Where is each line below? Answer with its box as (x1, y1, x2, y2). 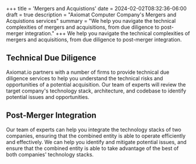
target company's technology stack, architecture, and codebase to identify (6, 87, 186, 94)
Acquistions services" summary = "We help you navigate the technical (6, 18, 176, 24)
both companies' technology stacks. (6, 151, 94, 158)
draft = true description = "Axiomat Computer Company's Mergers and (6, 11, 177, 18)
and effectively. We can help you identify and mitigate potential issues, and (6, 138, 187, 145)
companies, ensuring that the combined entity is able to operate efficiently (6, 132, 186, 139)
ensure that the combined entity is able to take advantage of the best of (6, 145, 179, 152)
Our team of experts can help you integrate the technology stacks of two (6, 126, 181, 133)
